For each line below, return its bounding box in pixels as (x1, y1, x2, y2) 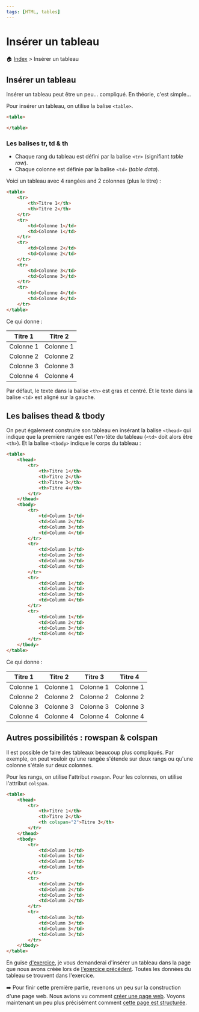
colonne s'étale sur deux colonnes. (6, 761, 93, 768)
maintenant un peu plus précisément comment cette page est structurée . (6, 999, 188, 1007)
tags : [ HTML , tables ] (6, 8, 61, 15)
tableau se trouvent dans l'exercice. (6, 972, 95, 979)
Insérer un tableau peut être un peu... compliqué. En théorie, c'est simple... (6, 91, 191, 98)
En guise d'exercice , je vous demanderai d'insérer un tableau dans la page (6, 959, 191, 966)
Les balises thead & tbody (6, 411, 105, 421)
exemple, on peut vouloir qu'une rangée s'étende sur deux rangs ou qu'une (6, 755, 194, 762)
